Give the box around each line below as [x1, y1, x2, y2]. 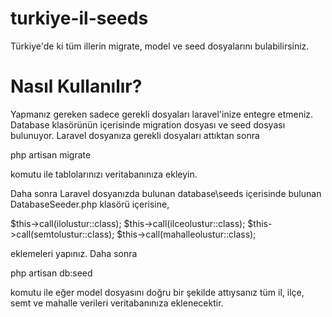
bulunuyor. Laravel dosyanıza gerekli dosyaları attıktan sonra [10, 129, 260, 141]
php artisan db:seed [10, 267, 93, 279]
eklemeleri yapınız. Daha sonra [10, 247, 138, 259]
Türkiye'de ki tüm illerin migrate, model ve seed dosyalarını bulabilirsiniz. [10, 40, 310, 52]
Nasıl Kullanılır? [10, 75, 143, 98]
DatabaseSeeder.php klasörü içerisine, [10, 198, 170, 210]
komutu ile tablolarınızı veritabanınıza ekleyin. [10, 168, 198, 180]
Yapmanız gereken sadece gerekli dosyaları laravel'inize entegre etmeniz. [10, 108, 314, 120]
